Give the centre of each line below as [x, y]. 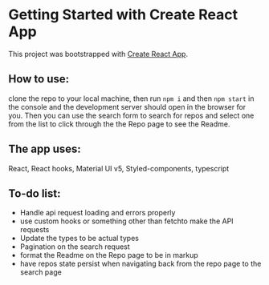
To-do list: [35, 193]
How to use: [39, 79]
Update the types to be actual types [79, 239]
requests [35, 230]
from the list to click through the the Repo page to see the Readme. [119, 124]
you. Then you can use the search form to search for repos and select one [131, 115]
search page [41, 272]
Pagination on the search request [75, 247]
